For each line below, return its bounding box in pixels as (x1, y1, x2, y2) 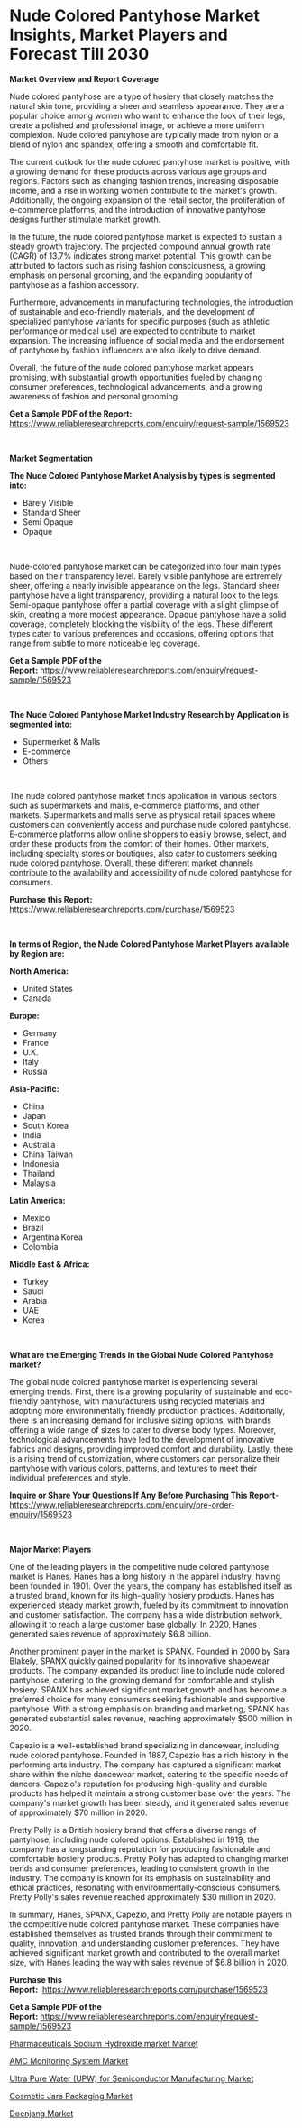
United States (22, 983, 74, 994)
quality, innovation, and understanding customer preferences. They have (9, 1938, 279, 1949)
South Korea (22, 1120, 69, 1131)
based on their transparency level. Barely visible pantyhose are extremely (9, 570, 282, 582)
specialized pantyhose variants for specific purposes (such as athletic (9, 316, 270, 326)
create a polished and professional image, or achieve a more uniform (9, 119, 265, 131)
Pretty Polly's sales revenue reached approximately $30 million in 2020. (9, 1891, 277, 1903)
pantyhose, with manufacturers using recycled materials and (40, 1395, 266, 1407)
